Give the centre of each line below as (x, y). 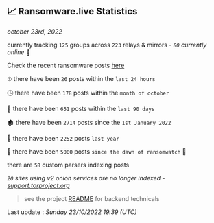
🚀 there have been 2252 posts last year (63, 138)
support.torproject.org (38, 185)
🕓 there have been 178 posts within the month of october (88, 93)
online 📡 (19, 52)
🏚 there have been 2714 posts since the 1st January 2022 (89, 122)
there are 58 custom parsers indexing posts (68, 165)
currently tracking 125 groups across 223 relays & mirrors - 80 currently (107, 45)
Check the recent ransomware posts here (66, 65)
